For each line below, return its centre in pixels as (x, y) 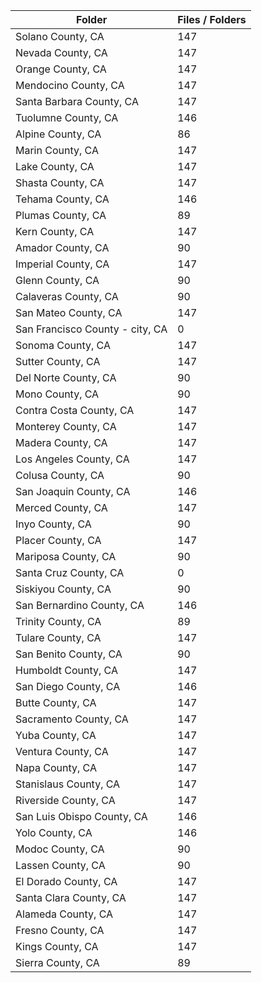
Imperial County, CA (62, 264)
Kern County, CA (55, 231)
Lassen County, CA (60, 865)
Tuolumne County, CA (67, 117)
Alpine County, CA (58, 134)
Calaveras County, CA (67, 296)
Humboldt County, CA (66, 670)
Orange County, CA (61, 69)
